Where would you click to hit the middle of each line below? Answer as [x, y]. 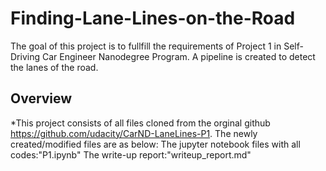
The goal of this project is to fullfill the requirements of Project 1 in [146, 46]
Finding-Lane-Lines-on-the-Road [153, 18]
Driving [25, 56]
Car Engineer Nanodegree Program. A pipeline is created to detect [178, 56]
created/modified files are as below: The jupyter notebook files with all [155, 144]
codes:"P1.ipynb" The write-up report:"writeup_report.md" [131, 154]
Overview [41, 98]
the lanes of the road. [54, 67]
